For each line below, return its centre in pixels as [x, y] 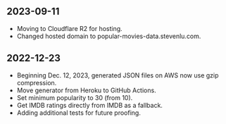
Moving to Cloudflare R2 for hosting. [69, 28]
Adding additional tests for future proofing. [79, 113]
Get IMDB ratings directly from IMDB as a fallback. [90, 105]
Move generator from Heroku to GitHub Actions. [86, 90]
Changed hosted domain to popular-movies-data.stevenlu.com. [109, 36]
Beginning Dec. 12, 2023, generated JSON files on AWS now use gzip [118, 75]
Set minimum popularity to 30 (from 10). [75, 97]
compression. [37, 82]
